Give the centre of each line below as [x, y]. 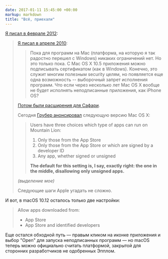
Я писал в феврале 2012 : [32, 34]
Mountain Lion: [46, 130]
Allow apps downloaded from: [49, 210]
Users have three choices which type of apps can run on [89, 125]
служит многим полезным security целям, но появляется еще [97, 74]
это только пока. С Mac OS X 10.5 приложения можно [88, 64]
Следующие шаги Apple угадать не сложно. [65, 191]
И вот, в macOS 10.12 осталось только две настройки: [63, 200]
